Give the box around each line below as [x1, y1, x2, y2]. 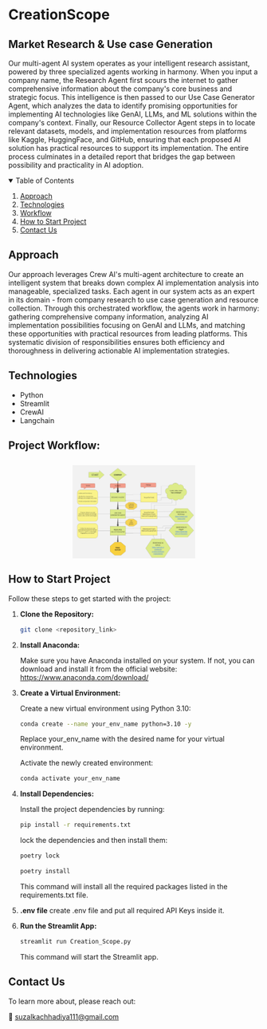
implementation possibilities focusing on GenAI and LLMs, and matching [8, 320, 245, 330]
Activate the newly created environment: [19, 758, 154, 768]
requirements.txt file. [19, 890, 89, 900]
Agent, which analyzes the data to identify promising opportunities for [8, 101, 238, 110]
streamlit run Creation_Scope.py [19, 937, 132, 945]
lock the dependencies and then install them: [19, 836, 168, 845]
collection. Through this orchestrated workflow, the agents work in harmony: [8, 303, 260, 313]
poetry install [19, 868, 71, 876]
